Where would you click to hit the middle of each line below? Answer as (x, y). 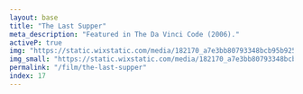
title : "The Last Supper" (58, 26)
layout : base (34, 17)
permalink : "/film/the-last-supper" (78, 68)
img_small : (30, 59)
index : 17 (28, 76)
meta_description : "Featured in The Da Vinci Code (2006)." (125, 34)
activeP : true (36, 43)
